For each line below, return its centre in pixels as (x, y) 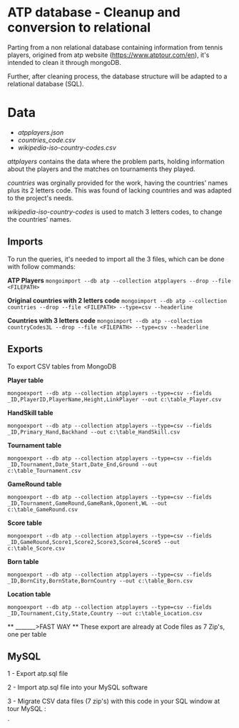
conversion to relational (79, 27)
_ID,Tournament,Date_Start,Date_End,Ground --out (83, 464)
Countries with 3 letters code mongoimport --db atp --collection (105, 320)
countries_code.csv (47, 140)
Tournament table (35, 445)
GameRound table (35, 484)
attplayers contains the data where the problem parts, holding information (116, 161)
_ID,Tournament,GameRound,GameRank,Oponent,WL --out (87, 503)
